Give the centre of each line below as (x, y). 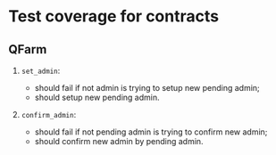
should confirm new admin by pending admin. (119, 141)
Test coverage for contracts (114, 16)
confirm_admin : (49, 114)
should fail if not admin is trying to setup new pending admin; (147, 88)
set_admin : (41, 70)
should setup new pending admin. (97, 97)
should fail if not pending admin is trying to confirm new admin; (151, 132)
